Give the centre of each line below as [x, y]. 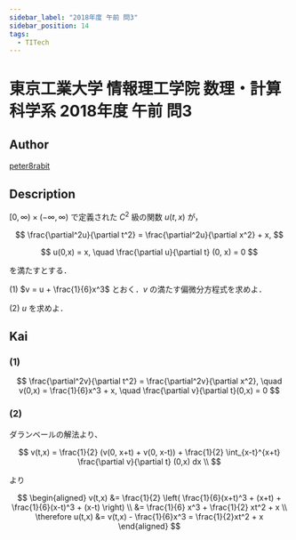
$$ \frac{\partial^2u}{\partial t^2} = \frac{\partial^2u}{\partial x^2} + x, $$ [149, 234]
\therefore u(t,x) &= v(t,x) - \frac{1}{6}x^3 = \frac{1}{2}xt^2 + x [149, 516]
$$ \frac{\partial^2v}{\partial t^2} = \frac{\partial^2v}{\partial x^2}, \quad [149, 381]
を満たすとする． [40, 270]
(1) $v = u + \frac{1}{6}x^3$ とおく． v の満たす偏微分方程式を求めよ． [138, 289]
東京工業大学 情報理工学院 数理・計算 [145, 89]
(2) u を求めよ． [39, 308]
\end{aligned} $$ [149, 526]
